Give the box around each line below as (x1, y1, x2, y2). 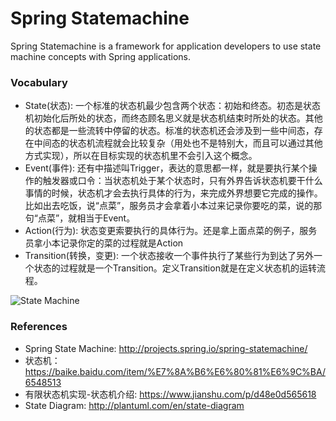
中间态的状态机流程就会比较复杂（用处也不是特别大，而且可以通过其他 (33, 137, 323, 149)
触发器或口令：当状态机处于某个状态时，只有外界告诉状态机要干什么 (42, 175, 323, 187)
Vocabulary (10, 75, 68, 89)
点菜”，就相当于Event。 (37, 212, 136, 224)
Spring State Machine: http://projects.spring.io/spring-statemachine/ (24, 342, 308, 354)
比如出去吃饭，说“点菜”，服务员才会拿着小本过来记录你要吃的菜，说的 (24, 200, 314, 212)
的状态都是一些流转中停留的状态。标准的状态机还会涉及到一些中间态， (24, 125, 315, 137)
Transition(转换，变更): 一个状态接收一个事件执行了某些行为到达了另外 (24, 250, 315, 262)
